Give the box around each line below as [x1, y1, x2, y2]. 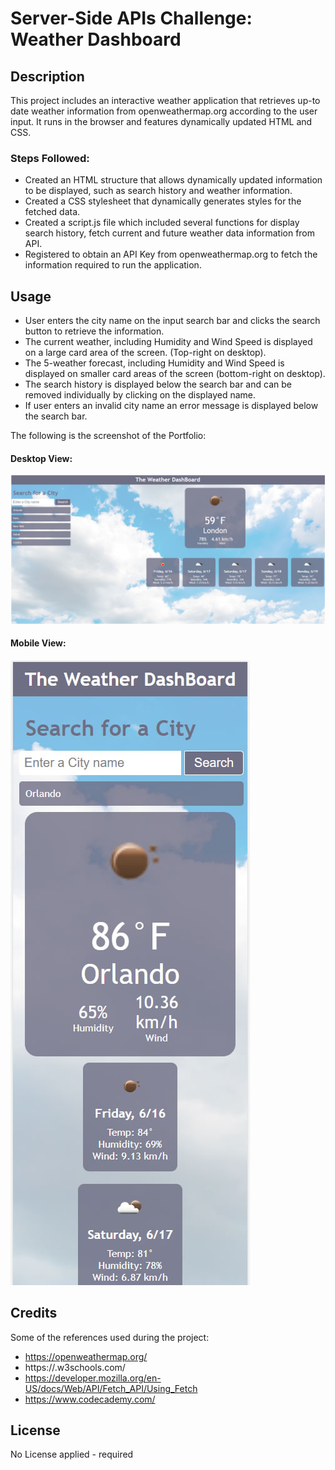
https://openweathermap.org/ [24, 1350, 148, 1362]
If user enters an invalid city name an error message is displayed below [24, 400, 319, 412]
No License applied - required [10, 1448, 134, 1461]
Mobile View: [10, 637, 67, 649]
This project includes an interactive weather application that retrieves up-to [10, 95, 321, 106]
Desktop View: [10, 452, 73, 464]
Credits [10, 1305, 58, 1322]
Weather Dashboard [10, 28, 182, 51]
